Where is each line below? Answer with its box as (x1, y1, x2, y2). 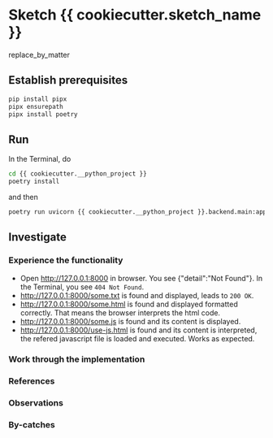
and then (8, 192, 38, 202)
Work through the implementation (8, 353, 145, 365)
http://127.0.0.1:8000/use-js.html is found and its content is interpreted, (19, 325, 258, 335)
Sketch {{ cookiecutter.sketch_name (8, 6, 262, 24)
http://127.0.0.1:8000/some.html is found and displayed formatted (19, 299, 238, 309)
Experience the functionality (8, 254, 123, 266)
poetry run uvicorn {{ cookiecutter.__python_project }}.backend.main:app (8, 207, 267, 216)
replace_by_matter (8, 50, 71, 59)
